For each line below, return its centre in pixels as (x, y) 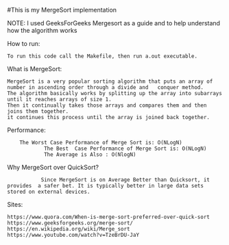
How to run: (24, 43)
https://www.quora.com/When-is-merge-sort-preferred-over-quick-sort (109, 217)
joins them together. (38, 112)
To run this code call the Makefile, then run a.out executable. (102, 56)
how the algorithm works (42, 30)
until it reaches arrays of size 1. (59, 99)
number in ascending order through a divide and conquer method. (106, 88)
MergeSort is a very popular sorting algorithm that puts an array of (110, 81)
